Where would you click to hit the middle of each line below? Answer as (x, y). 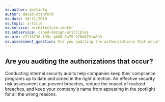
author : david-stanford (29, 14)
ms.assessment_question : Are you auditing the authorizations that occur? (83, 42)
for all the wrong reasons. (31, 94)
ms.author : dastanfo (26, 10)
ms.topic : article (24, 23)
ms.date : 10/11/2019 (26, 19)
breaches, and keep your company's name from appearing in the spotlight (80, 89)
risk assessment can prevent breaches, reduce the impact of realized (75, 83)
